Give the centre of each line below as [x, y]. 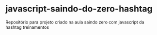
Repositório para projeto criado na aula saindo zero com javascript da [75, 22]
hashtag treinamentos [27, 27]
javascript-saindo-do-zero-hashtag [79, 9]
